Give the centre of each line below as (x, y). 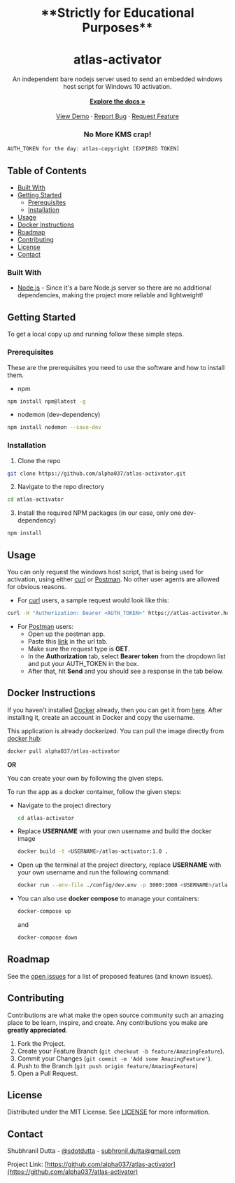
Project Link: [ (27, 1164)
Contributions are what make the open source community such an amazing (115, 1015)
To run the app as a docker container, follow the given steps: (94, 791)
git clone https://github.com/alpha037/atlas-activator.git (97, 474)
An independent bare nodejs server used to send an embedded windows (117, 79)
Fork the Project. (41, 1043)
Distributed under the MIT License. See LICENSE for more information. (109, 1112)
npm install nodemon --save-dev (54, 427)
